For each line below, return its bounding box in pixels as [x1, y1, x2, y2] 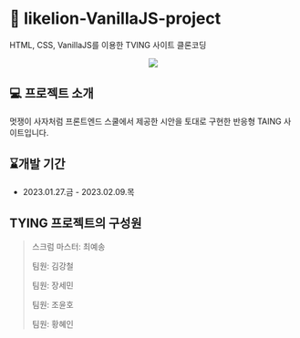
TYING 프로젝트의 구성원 [9, 215, 142, 230]
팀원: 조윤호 [31, 300, 75, 311]
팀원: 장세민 [31, 280, 75, 291]
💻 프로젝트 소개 [9, 86, 94, 101]
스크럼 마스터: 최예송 [31, 241, 106, 252]
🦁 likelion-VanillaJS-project [9, 8, 222, 29]
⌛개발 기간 [9, 157, 66, 172]
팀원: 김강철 [31, 261, 75, 271]
